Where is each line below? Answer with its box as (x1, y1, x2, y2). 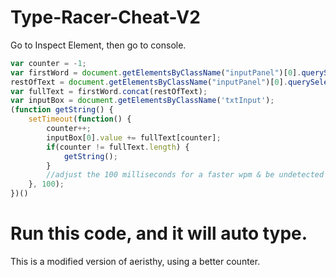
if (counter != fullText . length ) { (46, 142, 190, 152)
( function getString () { (10, 105, 114, 115)
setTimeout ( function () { (28, 114, 132, 125)
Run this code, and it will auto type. (10, 222, 308, 245)
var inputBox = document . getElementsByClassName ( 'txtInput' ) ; (10, 96, 275, 106)
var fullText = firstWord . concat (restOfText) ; (10, 86, 208, 96)
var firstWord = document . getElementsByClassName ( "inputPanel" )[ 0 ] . (10, 67, 302, 78)
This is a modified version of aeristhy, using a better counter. (10, 256, 261, 267)
